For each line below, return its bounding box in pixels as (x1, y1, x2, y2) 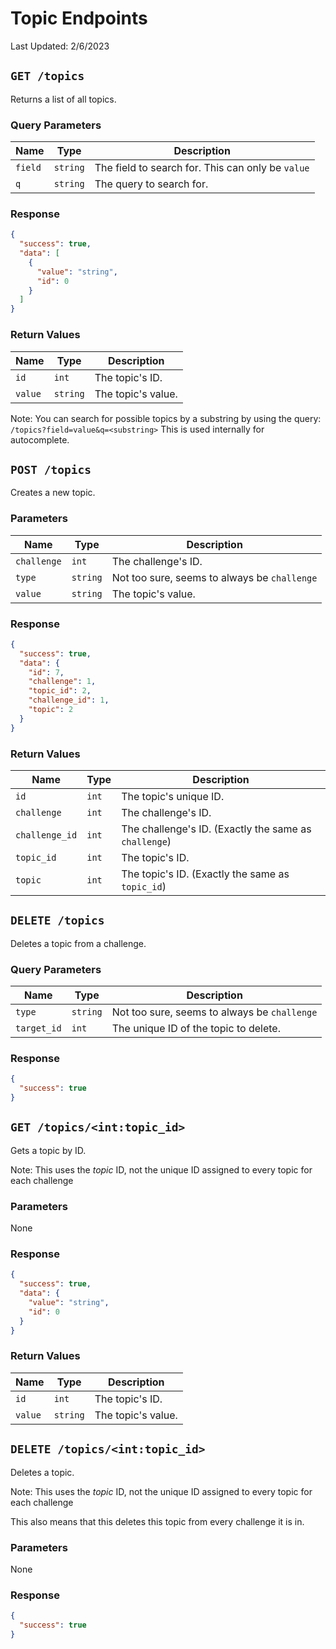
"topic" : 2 (28, 705, 74, 715)
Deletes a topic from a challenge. (10, 937, 147, 949)
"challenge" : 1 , (28, 677, 97, 687)
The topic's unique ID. (121, 789, 225, 803)
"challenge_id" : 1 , (28, 695, 110, 706)
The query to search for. (94, 177, 209, 191)
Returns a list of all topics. (10, 93, 117, 105)
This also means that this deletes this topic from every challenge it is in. (10, 1515, 305, 1527)
